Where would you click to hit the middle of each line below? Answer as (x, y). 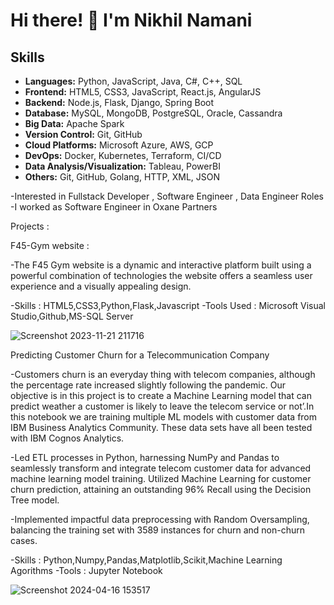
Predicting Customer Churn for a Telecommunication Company (140, 355)
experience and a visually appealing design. (101, 286)
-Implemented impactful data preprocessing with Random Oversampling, (160, 519)
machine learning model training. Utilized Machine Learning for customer (161, 478)
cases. (24, 540)
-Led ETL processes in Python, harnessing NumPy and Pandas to (145, 457)
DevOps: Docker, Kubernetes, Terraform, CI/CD (123, 155)
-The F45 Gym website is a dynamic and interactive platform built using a (161, 265)
